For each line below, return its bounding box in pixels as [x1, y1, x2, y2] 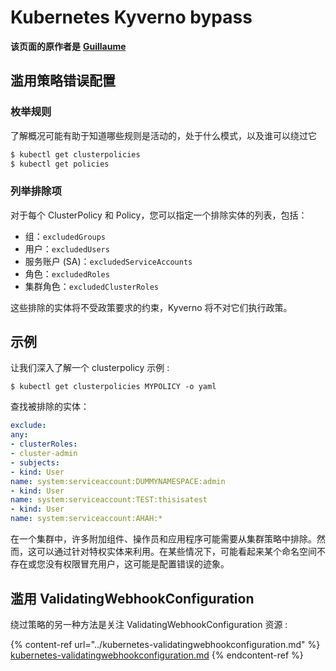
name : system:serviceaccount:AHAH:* [10, 514, 163, 524]
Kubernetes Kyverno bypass [10, 6, 253, 29]
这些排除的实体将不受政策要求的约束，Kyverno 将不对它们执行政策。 [10, 301, 293, 313]
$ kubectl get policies [10, 159, 110, 169]
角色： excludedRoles [24, 267, 110, 280]
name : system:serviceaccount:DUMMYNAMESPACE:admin [10, 476, 226, 486]
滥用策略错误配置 [10, 72, 116, 90]
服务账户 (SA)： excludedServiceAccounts [24, 255, 193, 267]
